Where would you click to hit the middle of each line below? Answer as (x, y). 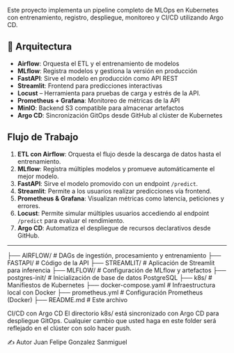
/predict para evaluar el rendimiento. (71, 220)
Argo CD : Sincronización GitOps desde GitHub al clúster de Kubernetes (120, 115)
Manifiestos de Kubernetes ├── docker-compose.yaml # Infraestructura (111, 285)
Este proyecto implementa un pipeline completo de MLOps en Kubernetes (113, 10)
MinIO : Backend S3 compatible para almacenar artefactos (101, 108)
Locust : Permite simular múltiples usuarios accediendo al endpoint (113, 213)
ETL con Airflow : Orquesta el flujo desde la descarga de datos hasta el (119, 154)
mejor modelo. (38, 176)
